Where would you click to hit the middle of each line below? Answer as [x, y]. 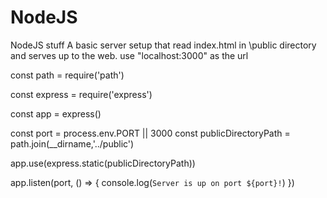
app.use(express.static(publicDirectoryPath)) [103, 163]
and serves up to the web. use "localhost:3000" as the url [129, 55]
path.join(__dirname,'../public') [72, 143]
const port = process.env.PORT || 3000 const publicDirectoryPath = [150, 133]
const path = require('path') [67, 75]
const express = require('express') [81, 94]
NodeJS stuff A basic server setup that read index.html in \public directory [163, 45]
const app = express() [56, 113]
